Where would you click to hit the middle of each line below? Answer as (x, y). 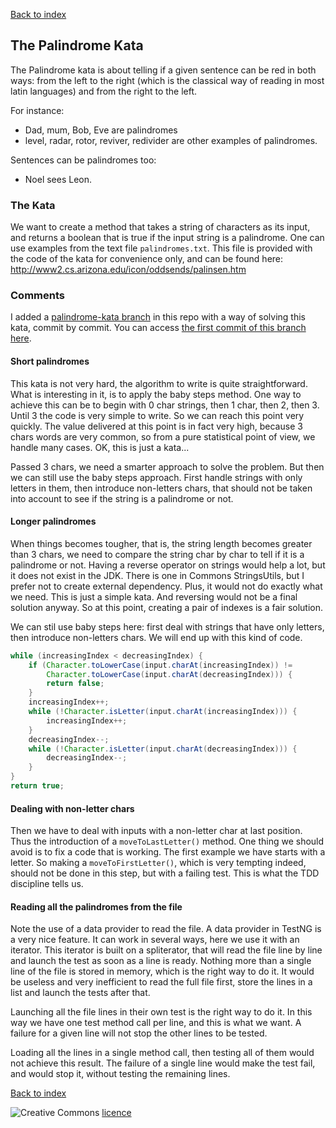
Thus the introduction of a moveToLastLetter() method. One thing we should (167, 841)
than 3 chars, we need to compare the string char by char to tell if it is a (157, 554)
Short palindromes (50, 361)
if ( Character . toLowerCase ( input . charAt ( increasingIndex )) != (160, 665)
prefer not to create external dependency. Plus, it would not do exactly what (166, 586)
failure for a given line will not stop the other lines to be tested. (139, 1033)
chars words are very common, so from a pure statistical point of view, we (163, 436)
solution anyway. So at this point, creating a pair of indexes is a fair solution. (167, 607)
